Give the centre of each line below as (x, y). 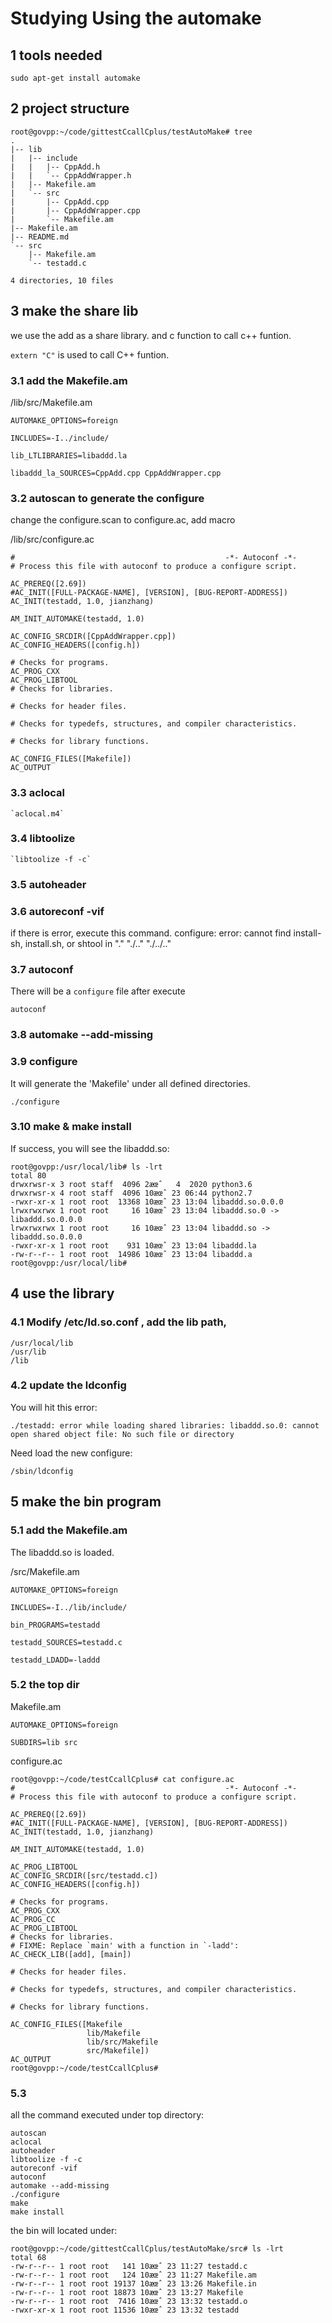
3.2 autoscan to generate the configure (107, 498)
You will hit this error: (54, 1407)
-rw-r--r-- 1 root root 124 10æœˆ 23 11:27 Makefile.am (133, 2275)
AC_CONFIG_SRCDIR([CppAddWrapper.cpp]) (93, 637)
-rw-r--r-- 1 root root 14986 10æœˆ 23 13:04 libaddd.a (131, 1254)
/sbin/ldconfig (42, 1471)
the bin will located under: (64, 2231)
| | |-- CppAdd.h (55, 167)
